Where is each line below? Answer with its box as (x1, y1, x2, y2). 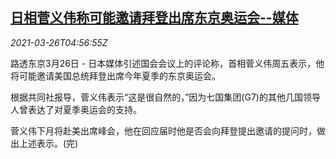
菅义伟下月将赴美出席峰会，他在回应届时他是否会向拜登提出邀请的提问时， (10, 124, 317, 137)
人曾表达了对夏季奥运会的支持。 (10, 103, 142, 115)
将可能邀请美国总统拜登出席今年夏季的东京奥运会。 (10, 69, 221, 82)
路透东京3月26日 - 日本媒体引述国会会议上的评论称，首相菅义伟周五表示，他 (10, 57, 325, 69)
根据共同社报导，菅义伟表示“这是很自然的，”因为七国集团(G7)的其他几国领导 (10, 91, 321, 103)
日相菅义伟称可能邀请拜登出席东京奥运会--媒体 (10, 9, 299, 27)
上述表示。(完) (18, 137, 79, 149)
